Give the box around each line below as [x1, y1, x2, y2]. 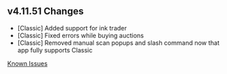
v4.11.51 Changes [7, 6, 84, 17]
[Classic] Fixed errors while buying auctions [17, 31, 145, 39]
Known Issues [7, 59, 47, 68]
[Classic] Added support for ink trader [17, 24, 127, 32]
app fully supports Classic [17, 46, 93, 54]
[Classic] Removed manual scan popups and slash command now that [17, 38, 220, 47]
